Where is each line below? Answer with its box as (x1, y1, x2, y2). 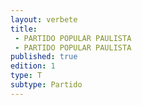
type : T (10, 71, 43, 81)
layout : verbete (10, 14, 78, 25)
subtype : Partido (10, 80, 83, 90)
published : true (10, 52, 78, 62)
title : (10, 24, 38, 34)
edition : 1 (10, 61, 56, 71)
